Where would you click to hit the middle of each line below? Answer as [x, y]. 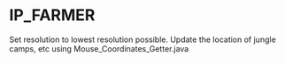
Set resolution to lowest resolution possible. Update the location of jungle [142, 39]
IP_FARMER [52, 15]
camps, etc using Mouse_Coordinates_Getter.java [99, 48]
